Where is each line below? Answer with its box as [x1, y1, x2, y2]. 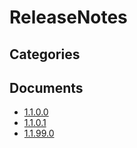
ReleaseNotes [9, 6, 128, 29]
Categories [9, 46, 81, 63]
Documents [9, 79, 84, 96]
